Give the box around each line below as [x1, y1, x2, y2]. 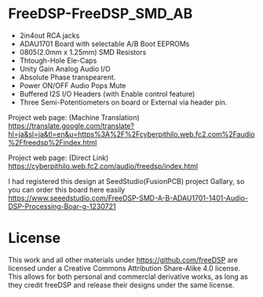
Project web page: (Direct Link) [8, 152, 109, 162]
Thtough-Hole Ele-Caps [19, 56, 97, 65]
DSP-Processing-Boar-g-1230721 [8, 201, 116, 211]
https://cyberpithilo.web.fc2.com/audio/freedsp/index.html [8, 161, 199, 170]
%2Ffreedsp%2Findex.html [8, 137, 97, 147]
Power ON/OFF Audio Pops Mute [19, 80, 126, 90]
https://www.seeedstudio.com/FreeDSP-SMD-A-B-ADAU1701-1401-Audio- [8, 193, 249, 203]
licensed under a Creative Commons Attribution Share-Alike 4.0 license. [8, 263, 241, 273]
